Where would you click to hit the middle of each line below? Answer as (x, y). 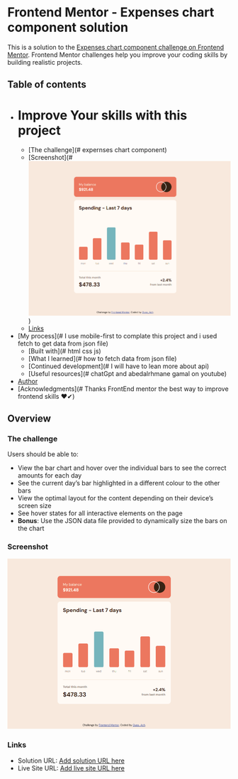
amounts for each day (50, 476)
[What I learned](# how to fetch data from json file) (102, 358)
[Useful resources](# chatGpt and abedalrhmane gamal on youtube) (127, 373)
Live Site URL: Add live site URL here (71, 768)
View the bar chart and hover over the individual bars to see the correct (122, 468)
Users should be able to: (43, 454)
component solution (68, 27)
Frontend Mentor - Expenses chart (111, 12)
